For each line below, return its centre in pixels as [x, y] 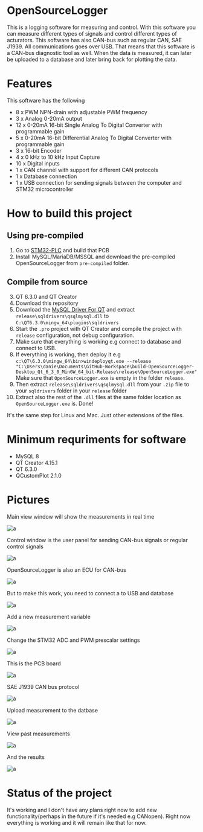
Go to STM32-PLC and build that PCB [62, 250]
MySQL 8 [27, 456]
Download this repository [47, 303]
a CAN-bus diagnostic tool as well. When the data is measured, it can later [99, 53]
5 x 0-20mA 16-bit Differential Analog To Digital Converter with [93, 138]
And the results [26, 757]
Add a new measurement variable [49, 616]
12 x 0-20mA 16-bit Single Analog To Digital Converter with [89, 125]
